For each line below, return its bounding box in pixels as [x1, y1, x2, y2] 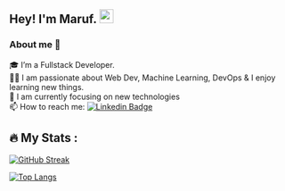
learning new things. [9, 81, 85, 92]
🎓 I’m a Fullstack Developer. [9, 59, 115, 70]
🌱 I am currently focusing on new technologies [9, 91, 181, 102]
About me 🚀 [9, 38, 61, 51]
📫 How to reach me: [9, 101, 85, 112]
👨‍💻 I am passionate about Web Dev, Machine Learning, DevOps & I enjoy [9, 72, 276, 83]
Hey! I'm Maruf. [9, 12, 97, 27]
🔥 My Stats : [9, 130, 78, 145]
